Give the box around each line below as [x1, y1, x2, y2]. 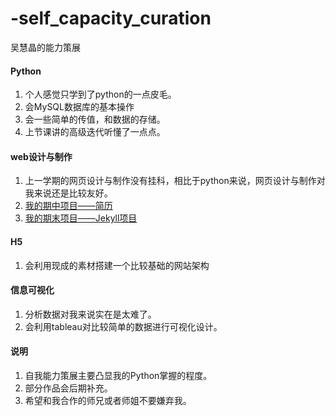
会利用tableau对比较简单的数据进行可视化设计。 [24, 320, 223, 332]
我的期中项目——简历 [24, 200, 113, 212]
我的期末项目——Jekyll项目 [24, 212, 138, 224]
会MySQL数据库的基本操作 [24, 101, 135, 113]
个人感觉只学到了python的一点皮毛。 [24, 88, 177, 101]
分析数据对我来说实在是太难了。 [24, 308, 157, 320]
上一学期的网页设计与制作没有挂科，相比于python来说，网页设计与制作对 [24, 175, 326, 187]
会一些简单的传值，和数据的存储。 [24, 113, 166, 126]
